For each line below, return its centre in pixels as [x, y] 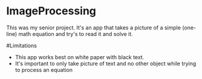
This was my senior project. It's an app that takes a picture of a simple [94, 28]
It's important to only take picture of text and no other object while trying [106, 63]
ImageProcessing [51, 11]
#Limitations [22, 45]
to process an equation [44, 69]
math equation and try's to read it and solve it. [76, 34]
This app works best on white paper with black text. [80, 57]
